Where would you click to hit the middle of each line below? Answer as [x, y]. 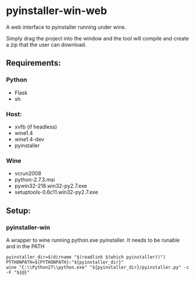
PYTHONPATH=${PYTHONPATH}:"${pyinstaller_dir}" [65, 262]
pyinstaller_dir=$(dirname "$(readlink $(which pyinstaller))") [86, 257]
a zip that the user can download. [46, 45]
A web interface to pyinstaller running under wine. [66, 27]
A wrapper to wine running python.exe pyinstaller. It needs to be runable [93, 240]
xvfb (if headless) [36, 127]
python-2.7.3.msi [35, 180]
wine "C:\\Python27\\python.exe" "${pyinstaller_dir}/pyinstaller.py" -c [98, 267]
